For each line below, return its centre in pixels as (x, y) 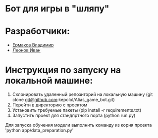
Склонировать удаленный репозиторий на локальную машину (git (82, 94)
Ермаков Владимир (33, 45)
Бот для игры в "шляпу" (57, 9)
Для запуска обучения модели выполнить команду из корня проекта (79, 125)
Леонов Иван (26, 50)
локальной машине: (49, 81)
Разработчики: (38, 31)
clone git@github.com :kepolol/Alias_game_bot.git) (63, 100)
